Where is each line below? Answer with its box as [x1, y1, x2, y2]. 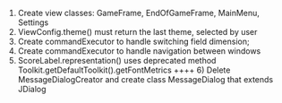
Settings [17, 17, 49, 28]
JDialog [17, 84, 47, 94]
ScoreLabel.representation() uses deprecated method [17, 56, 217, 65]
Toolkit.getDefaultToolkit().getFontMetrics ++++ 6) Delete [17, 64, 231, 75]
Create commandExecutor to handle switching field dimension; [17, 36, 250, 47]
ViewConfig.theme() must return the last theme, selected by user [17, 27, 258, 37]
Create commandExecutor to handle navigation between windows [17, 46, 261, 56]
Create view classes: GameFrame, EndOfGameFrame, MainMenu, [17, 8, 260, 18]
